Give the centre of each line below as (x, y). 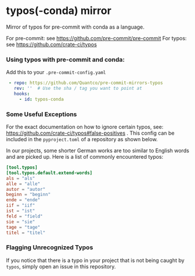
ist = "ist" (20, 211)
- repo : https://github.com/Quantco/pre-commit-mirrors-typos (86, 83)
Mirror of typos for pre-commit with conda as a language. (75, 27)
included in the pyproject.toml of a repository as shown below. (82, 139)
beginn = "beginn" (28, 195)
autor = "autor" (26, 189)
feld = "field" (25, 216)
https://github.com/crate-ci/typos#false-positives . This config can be (90, 133)
